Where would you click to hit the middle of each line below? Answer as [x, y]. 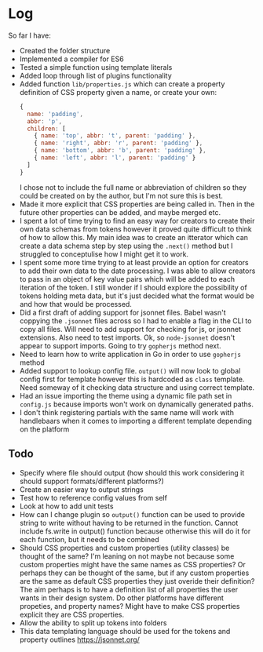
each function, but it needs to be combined [89, 539]
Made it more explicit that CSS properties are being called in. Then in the [137, 204]
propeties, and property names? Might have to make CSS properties [130, 606]
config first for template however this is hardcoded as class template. [132, 379]
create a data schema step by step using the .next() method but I [126, 246]
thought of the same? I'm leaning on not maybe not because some [127, 556]
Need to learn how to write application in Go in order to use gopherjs [130, 354]
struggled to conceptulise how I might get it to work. [104, 254]
